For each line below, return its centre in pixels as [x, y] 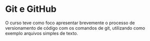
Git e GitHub [31, 9]
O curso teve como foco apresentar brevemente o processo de [70, 23]
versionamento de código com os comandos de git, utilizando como [75, 28]
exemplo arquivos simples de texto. [42, 33]
